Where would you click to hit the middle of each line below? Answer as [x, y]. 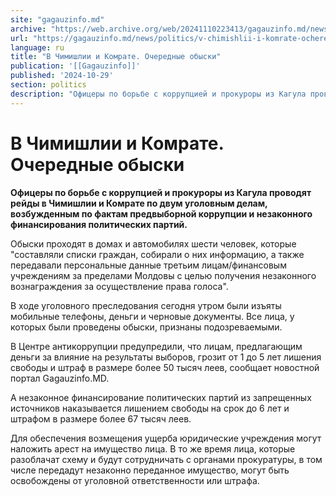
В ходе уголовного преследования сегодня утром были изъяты [146, 305]
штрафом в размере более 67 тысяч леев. [101, 418]
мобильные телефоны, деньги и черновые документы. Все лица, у [152, 316]
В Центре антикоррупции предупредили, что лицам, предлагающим [156, 346]
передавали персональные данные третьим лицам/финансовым [148, 265]
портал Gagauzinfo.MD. [60, 378]
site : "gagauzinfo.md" [57, 19]
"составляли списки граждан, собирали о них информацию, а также [157, 254]
